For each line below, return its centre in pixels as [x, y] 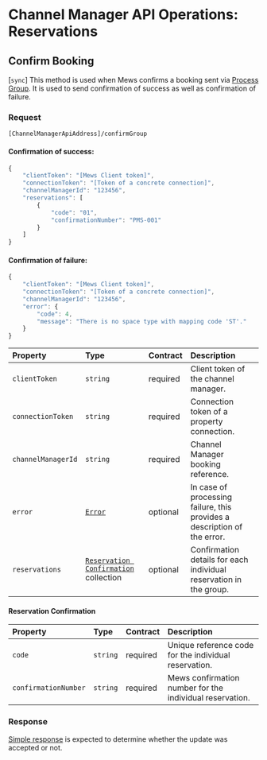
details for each [219, 560]
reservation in [216, 580]
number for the [195, 688]
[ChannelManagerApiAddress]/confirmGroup [78, 134]
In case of [209, 487]
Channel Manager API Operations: [123, 15]
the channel [212, 379]
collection [103, 578]
